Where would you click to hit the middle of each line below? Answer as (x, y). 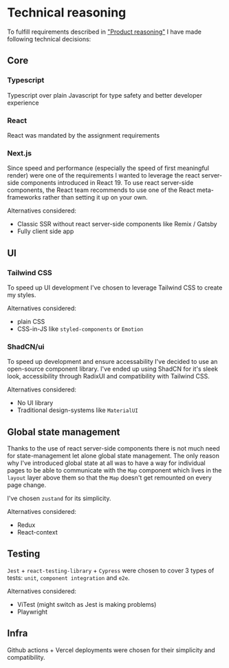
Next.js (20, 153)
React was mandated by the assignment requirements (84, 135)
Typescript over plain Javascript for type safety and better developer (105, 95)
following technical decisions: (49, 39)
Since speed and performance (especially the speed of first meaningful (108, 168)
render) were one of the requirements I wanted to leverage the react (104, 175)
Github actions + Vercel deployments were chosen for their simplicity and (111, 650)
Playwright (32, 612)
